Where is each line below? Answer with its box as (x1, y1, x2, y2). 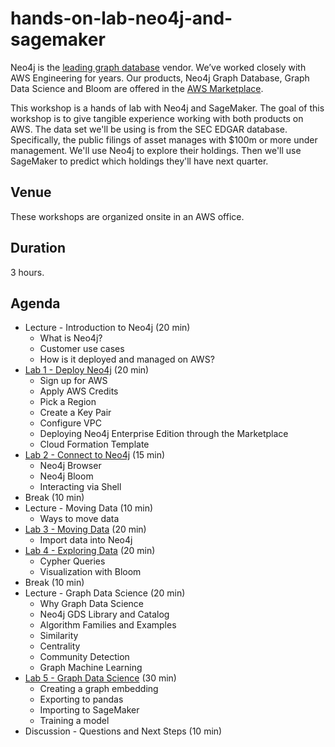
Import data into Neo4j (39, 534, 133, 546)
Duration (10, 240, 67, 257)
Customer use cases (39, 343, 125, 355)
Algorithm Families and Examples (39, 619, 177, 631)
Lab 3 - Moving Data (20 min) (24, 523, 147, 536)
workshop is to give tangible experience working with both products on (10, 112, 304, 124)
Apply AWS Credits (39, 385, 119, 397)
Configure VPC (39, 417, 102, 429)
